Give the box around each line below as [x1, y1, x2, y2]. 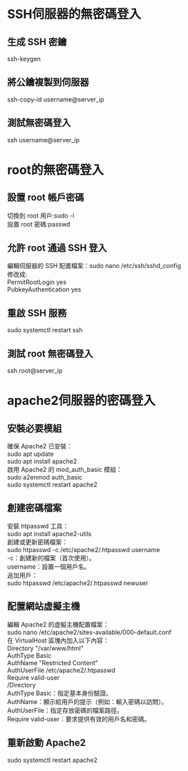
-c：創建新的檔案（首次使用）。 [7, 553, 95, 562]
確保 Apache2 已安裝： [7, 442, 73, 450]
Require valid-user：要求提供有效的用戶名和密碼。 [7, 714, 151, 723]
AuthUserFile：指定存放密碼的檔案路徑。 [7, 706, 123, 714]
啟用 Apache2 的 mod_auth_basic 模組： [7, 466, 122, 474]
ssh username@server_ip [7, 135, 80, 144]
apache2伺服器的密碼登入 [7, 393, 156, 408]
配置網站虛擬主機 [7, 600, 80, 612]
